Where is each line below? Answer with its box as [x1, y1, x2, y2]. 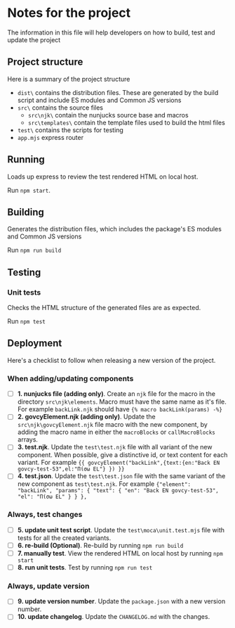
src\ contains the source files [17, 103, 104, 112]
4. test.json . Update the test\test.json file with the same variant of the [17, 472, 226, 480]
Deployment [7, 338, 62, 350]
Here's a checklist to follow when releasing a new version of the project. [7, 356, 216, 364]
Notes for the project [7, 5, 131, 21]
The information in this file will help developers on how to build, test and [7, 28, 215, 37]
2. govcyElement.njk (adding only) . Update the [17, 413, 156, 421]
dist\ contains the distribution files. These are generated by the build [17, 88, 219, 96]
